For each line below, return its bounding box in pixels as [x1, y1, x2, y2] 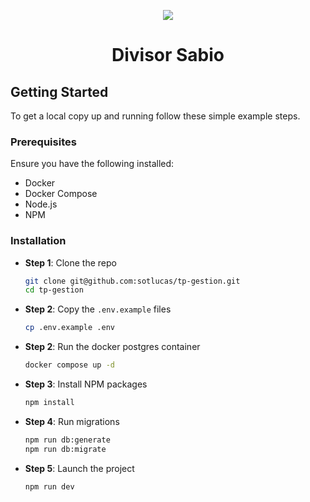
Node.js [24, 198, 58, 210]
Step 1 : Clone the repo [24, 256, 117, 269]
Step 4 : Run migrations [24, 415, 120, 427]
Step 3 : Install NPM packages [24, 378, 148, 390]
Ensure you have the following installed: [10, 158, 175, 170]
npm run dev [24, 481, 75, 492]
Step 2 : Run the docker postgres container [24, 341, 201, 353]
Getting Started [10, 83, 109, 100]
